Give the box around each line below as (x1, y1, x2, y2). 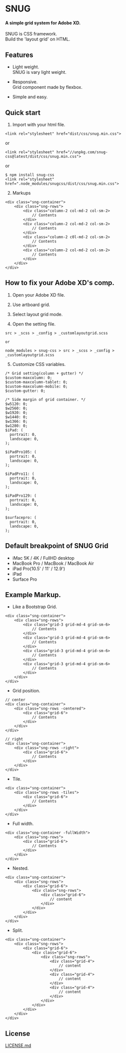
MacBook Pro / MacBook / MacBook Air (12, 560, 94, 566)
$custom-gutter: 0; (5, 388, 46, 393)
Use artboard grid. (12, 302, 51, 308)
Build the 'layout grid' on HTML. (5, 36, 71, 42)
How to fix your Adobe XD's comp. (5, 279, 115, 287)
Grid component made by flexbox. (12, 84, 83, 90)
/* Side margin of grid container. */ (5, 397, 86, 402)
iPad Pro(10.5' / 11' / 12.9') (12, 565, 66, 572)
